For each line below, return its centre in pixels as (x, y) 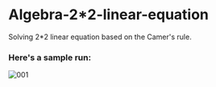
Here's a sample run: (50, 57)
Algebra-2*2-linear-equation (109, 15)
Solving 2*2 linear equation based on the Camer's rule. (100, 37)
